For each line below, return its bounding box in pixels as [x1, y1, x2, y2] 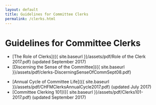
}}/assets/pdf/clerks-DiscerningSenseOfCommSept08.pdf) [12, 69, 131, 75]
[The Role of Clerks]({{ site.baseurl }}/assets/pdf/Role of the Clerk [12, 53, 146, 59]
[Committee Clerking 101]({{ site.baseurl [12, 89, 93, 95]
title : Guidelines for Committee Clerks [5, 12, 89, 17]
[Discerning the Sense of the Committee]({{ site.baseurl [12, 64, 125, 70]
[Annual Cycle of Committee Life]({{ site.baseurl [12, 79, 110, 85]
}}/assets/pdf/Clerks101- [93, 89, 143, 95]
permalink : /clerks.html [5, 16, 56, 21]
